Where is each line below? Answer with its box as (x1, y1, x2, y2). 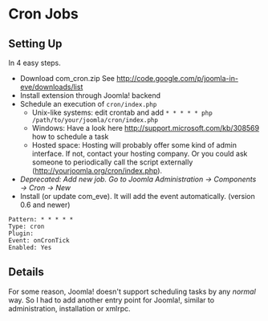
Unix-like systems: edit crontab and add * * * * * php (31, 108, 213, 117)
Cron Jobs (8, 5, 79, 23)
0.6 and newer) (19, 200, 71, 209)
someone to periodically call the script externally (31, 157, 193, 167)
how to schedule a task (31, 132, 109, 141)
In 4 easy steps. (8, 58, 62, 67)
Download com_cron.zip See (19, 74, 115, 83)
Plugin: (8, 230, 35, 238)
